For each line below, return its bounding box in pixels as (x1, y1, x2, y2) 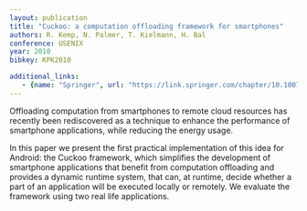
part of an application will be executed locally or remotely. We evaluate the (9, 181, 291, 192)
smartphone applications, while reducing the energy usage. (9, 125, 234, 136)
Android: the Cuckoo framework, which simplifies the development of (9, 152, 271, 163)
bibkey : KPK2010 (9, 55, 71, 65)
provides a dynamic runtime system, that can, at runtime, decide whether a (9, 171, 292, 182)
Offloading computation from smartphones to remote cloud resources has (9, 105, 288, 116)
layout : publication (9, 13, 89, 23)
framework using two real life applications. (9, 190, 170, 201)
